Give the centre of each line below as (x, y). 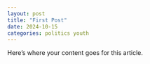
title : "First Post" (37, 20)
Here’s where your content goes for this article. (75, 53)
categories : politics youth (48, 33)
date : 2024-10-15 (33, 26)
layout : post (26, 14)
